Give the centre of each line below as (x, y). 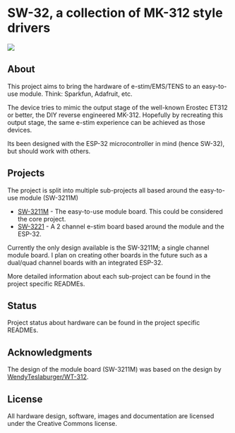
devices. (20, 130)
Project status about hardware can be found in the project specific (104, 323)
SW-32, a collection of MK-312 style (115, 13)
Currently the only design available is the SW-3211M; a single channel (108, 248)
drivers (29, 28)
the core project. (42, 219)
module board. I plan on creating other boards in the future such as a (108, 255)
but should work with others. (49, 151)
